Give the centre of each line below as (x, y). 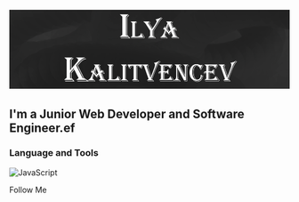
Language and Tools (54, 153)
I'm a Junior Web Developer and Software (127, 113)
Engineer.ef (42, 128)
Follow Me (28, 190)
